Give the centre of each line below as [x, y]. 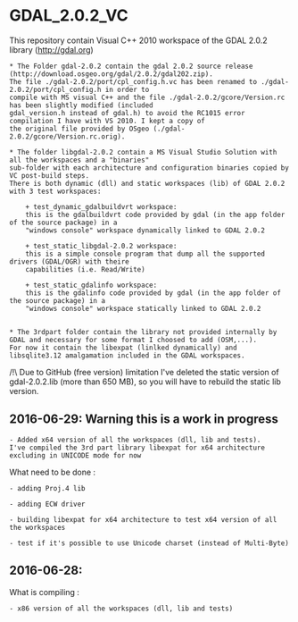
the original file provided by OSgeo [79, 129]
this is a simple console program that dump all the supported [145, 254]
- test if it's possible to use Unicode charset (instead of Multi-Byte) [149, 543]
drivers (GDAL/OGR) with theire [69, 261]
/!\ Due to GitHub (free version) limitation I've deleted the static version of [144, 372]
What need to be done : [53, 472]
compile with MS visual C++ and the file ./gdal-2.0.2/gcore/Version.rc [147, 97]
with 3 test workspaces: [55, 191]
